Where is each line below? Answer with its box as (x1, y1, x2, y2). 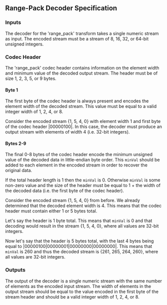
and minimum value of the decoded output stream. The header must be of (5, 70, 158, 76)
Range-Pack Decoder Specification (5, 4, 117, 12)
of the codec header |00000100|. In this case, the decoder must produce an (5, 123, 162, 129)
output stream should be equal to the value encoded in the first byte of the (5, 288, 159, 294)
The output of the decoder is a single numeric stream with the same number (5, 277, 162, 284)
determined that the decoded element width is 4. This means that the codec (5, 202, 161, 209)
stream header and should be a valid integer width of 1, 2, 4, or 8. (5, 293, 139, 299)
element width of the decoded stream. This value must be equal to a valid (5, 103, 156, 109)
